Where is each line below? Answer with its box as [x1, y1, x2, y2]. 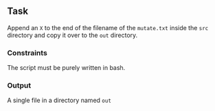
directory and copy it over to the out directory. [7, 31, 138, 39]
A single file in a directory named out [7, 96, 112, 105]
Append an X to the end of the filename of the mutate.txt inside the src [7, 23, 209, 32]
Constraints [7, 48, 48, 58]
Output [7, 81, 32, 90]
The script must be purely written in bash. [7, 64, 126, 72]
